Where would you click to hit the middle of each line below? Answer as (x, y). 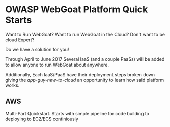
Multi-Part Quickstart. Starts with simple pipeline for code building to (77, 113)
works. (12, 85)
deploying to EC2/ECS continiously (42, 119)
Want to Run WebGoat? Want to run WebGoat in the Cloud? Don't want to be (85, 34)
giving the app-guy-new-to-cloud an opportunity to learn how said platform (85, 80)
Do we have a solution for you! (37, 49)
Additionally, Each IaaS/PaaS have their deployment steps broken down (80, 74)
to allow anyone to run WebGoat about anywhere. (57, 65)
